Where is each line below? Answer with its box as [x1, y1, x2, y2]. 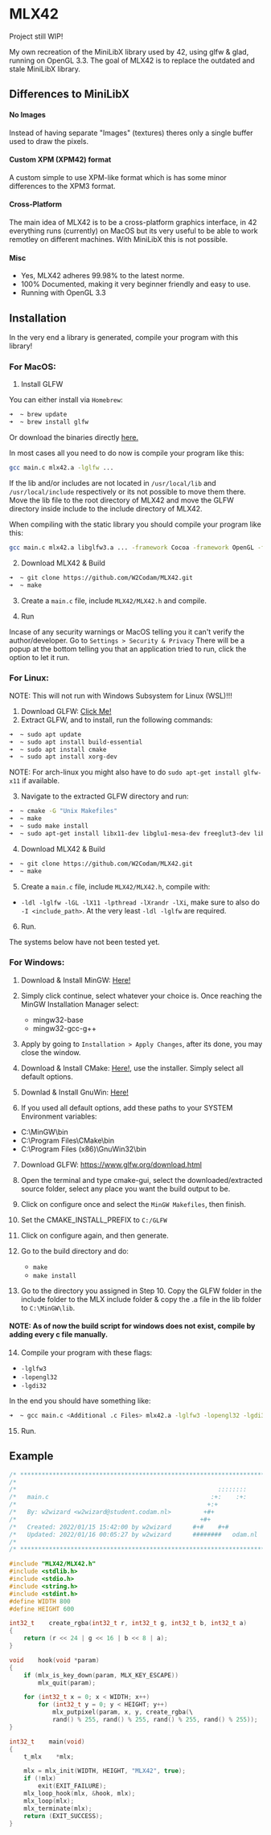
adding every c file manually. [9, 1330, 108, 1340]
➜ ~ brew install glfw [9, 418, 89, 426]
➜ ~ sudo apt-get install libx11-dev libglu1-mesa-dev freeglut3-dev [9, 829, 251, 837]
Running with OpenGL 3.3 [20, 288, 107, 298]
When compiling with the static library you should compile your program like [9, 519, 262, 529]
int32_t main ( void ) [9, 1738, 85, 1746]
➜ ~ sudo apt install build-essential [9, 737, 143, 746]
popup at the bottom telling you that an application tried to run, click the [9, 644, 247, 654]
